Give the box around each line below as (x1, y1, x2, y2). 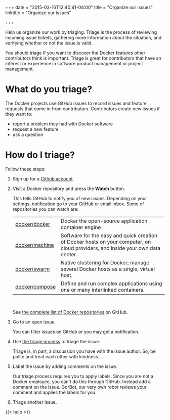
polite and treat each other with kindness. (12, 353, 100, 359)
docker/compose (15, 283, 56, 290)
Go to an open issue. (12, 318, 56, 325)
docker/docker (15, 220, 51, 227)
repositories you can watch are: (12, 206, 79, 212)
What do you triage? (5, 83, 93, 95)
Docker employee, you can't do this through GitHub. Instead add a (12, 379, 151, 385)
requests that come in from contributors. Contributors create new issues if (5, 106, 160, 112)
